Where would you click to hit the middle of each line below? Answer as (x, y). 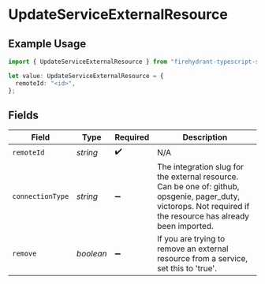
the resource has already (203, 216)
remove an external (192, 248)
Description (205, 137)
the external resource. (198, 177)
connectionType (41, 196)
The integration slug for (200, 167)
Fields (24, 115)
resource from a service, (202, 259)
